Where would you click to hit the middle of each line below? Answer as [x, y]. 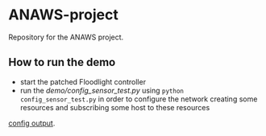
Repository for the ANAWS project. [66, 37]
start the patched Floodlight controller [83, 81]
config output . [32, 123]
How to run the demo [62, 62]
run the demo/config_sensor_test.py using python [102, 90]
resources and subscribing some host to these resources [115, 107]
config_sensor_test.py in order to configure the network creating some [139, 99]
